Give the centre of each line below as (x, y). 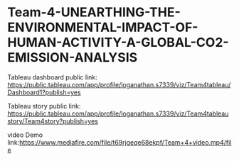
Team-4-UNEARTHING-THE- (94, 12)
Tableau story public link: (44, 106)
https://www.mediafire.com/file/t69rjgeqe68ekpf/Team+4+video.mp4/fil (125, 142)
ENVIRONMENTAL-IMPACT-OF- (103, 27)
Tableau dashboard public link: (52, 77)
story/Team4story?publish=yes (53, 121)
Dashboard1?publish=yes (44, 92)
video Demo (25, 135)
